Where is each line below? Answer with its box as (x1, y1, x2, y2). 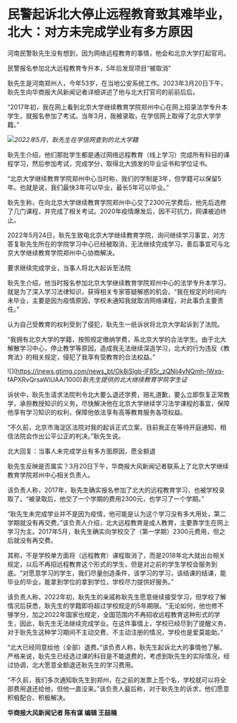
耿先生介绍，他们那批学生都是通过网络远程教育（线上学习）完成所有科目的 (7, 150, 224, 159)
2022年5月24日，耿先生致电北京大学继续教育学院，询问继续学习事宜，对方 (7, 230, 226, 239)
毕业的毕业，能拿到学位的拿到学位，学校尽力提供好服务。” (7, 577, 174, 586)
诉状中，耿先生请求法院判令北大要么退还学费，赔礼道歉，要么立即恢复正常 (7, 390, 224, 399)
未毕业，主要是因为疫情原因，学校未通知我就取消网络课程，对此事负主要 (7, 296, 217, 305)
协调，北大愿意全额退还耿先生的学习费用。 (13, 660, 138, 669)
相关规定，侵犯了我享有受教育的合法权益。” (31, 353, 156, 361)
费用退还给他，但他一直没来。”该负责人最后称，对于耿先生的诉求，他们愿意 (13, 684, 230, 693)
